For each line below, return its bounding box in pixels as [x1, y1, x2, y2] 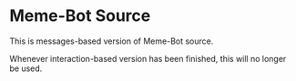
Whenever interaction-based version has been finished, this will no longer [9, 53, 287, 64]
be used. [9, 63, 43, 74]
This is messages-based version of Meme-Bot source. [9, 35, 214, 46]
